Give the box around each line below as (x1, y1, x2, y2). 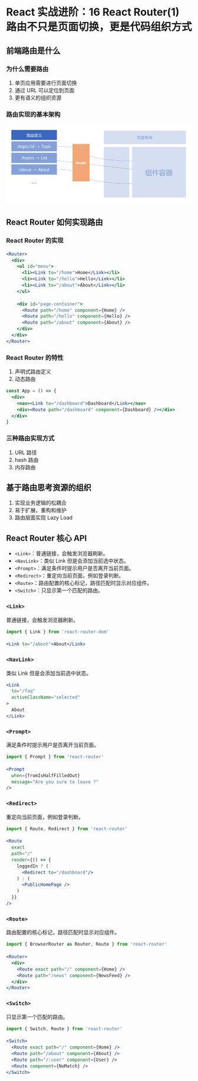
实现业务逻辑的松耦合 (14, 499, 67, 506)
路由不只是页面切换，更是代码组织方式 (6, 20, 193, 34)
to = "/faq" (11, 688, 35, 694)
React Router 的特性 (6, 353, 64, 361)
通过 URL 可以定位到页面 (14, 86, 75, 93)
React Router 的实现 (6, 237, 64, 245)
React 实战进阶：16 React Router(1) (6, 5, 180, 19)
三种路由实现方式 (6, 434, 55, 442)
